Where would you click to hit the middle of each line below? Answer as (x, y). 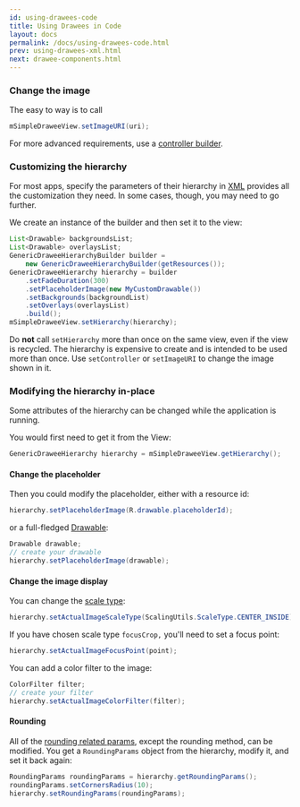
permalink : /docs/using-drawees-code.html (89, 43)
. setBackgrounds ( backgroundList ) (87, 297)
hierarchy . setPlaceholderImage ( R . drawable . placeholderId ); (121, 511)
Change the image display (59, 581)
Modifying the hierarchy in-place (82, 391)
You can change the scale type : (67, 601)
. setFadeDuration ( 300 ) (67, 280)
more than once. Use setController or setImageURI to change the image (142, 358)
